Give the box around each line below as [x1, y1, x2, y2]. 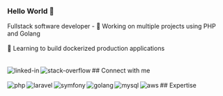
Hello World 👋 [7, 6, 54, 16]
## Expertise [160, 81, 197, 90]
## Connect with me [91, 66, 151, 75]
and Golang [7, 29, 40, 38]
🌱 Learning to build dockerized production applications [7, 45, 165, 53]
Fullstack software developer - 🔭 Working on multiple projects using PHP [7, 22, 216, 31]
